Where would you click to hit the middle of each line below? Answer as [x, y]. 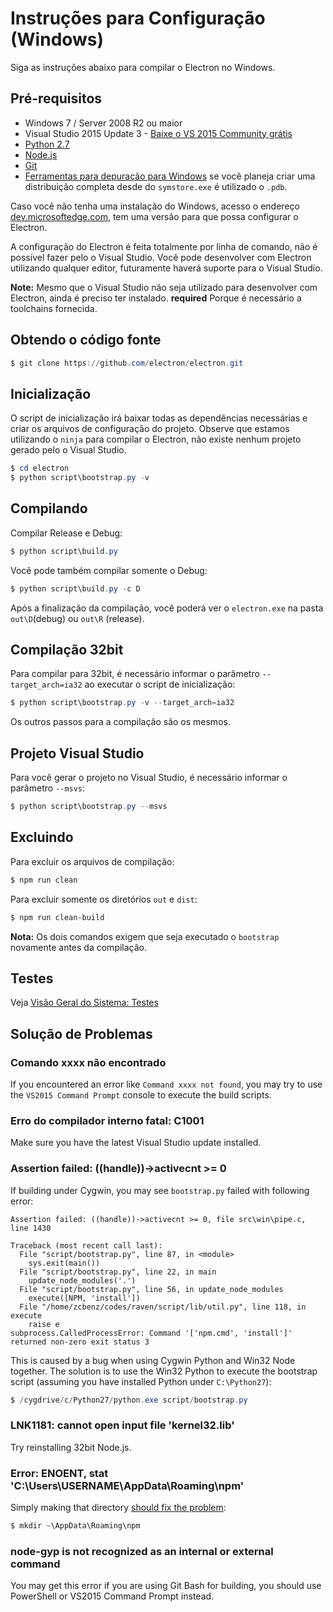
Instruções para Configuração [138, 18]
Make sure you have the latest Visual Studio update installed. [136, 1143]
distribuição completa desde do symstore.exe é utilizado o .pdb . [156, 186]
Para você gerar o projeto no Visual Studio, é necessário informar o [149, 778]
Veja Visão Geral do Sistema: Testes [84, 1003]
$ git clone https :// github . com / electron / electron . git [127, 363]
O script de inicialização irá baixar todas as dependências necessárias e [159, 418]
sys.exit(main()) [64, 1263]
